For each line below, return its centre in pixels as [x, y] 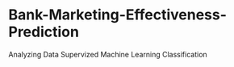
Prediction [44, 32]
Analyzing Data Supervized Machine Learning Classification [108, 54]
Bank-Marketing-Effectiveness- [118, 15]
